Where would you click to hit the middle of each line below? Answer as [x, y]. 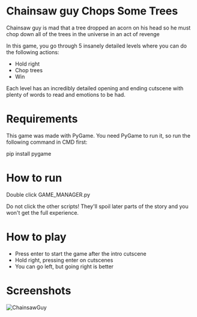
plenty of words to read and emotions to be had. [66, 94]
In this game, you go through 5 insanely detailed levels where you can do [97, 46]
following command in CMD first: [47, 142]
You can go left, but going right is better [64, 266]
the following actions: [33, 52]
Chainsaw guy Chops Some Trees [92, 11]
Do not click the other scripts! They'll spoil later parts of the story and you [98, 206]
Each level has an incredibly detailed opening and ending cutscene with [95, 88]
